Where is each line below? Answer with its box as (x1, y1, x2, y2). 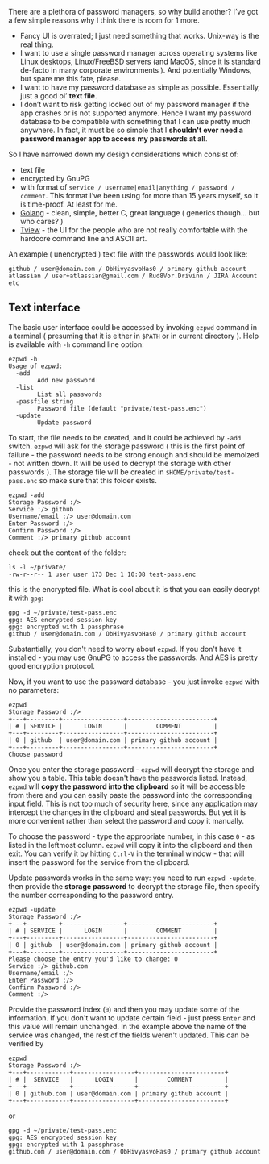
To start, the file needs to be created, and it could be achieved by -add (8, 432, 242, 442)
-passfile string (15, 397, 74, 406)
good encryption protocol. (8, 661, 95, 670)
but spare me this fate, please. (19, 74, 122, 83)
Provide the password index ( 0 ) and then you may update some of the (8, 1004, 240, 1014)
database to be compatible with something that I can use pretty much (19, 117, 251, 126)
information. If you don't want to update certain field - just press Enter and (8, 1012, 256, 1023)
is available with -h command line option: (8, 339, 145, 349)
